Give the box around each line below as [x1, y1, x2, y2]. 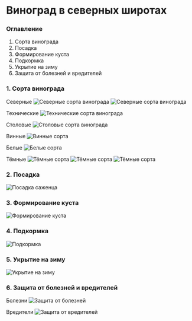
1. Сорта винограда [6, 84, 65, 93]
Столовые [6, 121, 31, 128]
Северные [6, 98, 32, 105]
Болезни [6, 297, 28, 304]
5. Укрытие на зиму [6, 255, 66, 263]
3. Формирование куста [6, 199, 79, 206]
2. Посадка [6, 170, 40, 179]
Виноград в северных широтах [6, 4, 167, 17]
